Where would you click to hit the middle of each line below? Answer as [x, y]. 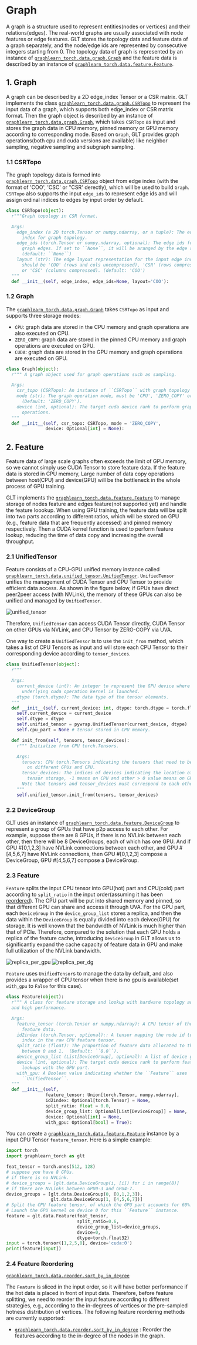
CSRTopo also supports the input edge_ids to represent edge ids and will [91, 194]
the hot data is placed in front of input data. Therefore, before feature [90, 1293]
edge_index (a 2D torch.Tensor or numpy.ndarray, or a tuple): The [101, 232]
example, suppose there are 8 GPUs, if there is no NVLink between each [94, 835]
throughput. [20, 541]
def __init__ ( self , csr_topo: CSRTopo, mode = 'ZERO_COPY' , [86, 423]
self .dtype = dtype [40, 719]
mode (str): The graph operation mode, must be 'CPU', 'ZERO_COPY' [101, 396]
